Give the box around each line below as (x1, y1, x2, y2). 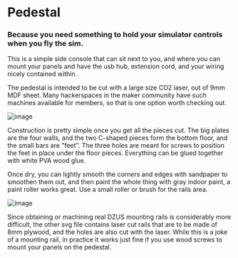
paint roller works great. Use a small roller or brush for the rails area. (7, 186, 208, 194)
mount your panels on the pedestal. (7, 243, 112, 252)
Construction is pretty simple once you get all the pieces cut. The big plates (7, 126, 229, 135)
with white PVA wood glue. (7, 156, 86, 165)
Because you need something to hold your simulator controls (7, 30, 223, 40)
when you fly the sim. (7, 38, 84, 48)
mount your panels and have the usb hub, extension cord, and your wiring (7, 62, 224, 71)
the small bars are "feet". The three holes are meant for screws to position (7, 141, 224, 150)
